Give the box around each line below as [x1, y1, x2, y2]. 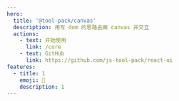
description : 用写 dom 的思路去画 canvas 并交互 [13, 23, 150, 31]
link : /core [25, 43, 61, 51]
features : [6, 63, 36, 70]
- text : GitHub [19, 51, 65, 58]
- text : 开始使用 [19, 37, 67, 44]
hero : [6, 10, 23, 18]
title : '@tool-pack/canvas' [13, 17, 97, 24]
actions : [13, 30, 39, 38]
